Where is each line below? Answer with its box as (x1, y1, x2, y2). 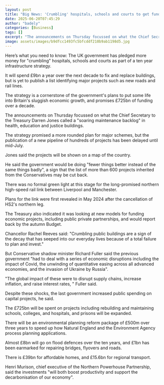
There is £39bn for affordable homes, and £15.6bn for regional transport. (5, 354, 151, 360)
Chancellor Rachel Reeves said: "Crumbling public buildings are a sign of (5, 231, 152, 237)
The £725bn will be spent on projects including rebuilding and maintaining (5, 305, 154, 311)
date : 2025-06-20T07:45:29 (5, 16, 60, 21)
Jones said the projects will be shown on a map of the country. (5, 152, 132, 158)
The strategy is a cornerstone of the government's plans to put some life (5, 92, 151, 98)
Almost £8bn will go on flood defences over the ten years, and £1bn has (5, 339, 150, 345)
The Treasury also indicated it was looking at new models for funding (5, 211, 144, 217)
